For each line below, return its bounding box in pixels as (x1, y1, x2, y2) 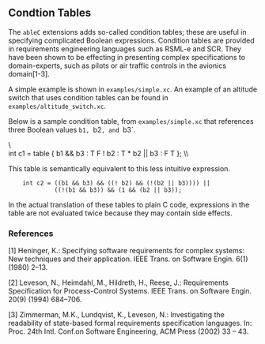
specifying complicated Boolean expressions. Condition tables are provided (8, 36, 255, 45)
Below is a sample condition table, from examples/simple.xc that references (8, 116, 255, 125)
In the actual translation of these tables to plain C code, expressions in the (8, 200, 250, 209)
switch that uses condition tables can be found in (8, 92, 168, 102)
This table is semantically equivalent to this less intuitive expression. (8, 163, 231, 173)
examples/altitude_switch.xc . (8, 101, 107, 110)
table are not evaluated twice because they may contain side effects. (8, 208, 233, 218)
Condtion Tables (8, 6, 92, 20)
